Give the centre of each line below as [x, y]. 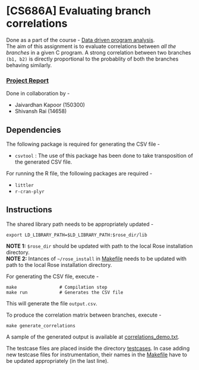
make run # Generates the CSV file [65, 292]
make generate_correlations [41, 326]
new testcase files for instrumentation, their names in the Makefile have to [97, 355]
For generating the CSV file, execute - [53, 276]
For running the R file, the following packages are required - [79, 174]
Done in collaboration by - [38, 94]
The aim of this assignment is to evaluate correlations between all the [91, 46]
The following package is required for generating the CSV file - [83, 144]
